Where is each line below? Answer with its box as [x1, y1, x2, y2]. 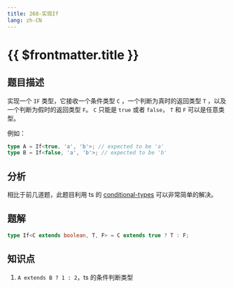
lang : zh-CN [7, 17, 42, 24]
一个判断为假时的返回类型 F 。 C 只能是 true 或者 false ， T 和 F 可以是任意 [7, 105, 219, 114]
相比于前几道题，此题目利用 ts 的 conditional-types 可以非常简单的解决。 [7, 191, 218, 199]
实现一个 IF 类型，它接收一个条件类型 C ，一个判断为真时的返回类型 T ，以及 [7, 96, 227, 105]
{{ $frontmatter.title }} [7, 47, 139, 63]
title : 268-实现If [7, 10, 59, 18]
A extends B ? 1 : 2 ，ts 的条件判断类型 [17, 273, 134, 281]
